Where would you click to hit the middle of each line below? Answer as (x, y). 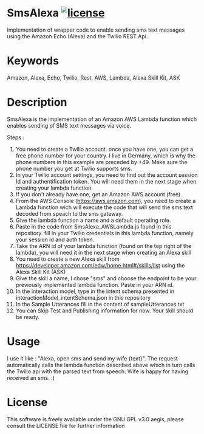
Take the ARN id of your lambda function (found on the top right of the (104, 246)
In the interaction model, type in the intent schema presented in (95, 291)
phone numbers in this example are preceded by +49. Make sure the (101, 162)
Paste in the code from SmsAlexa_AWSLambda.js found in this (93, 226)
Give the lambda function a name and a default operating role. (93, 220)
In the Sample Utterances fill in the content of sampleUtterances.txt (100, 304)
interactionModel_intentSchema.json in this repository (83, 297)
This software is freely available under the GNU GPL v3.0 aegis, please (96, 419)
